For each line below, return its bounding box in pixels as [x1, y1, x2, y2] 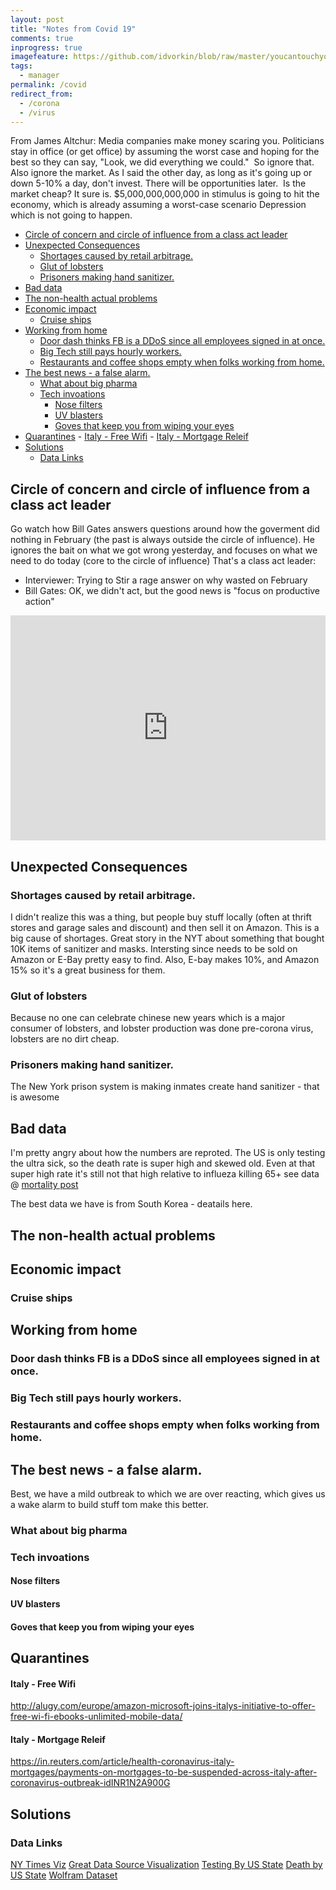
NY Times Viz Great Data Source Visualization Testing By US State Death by [10, 1859, 323, 1871]
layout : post [10, 14, 65, 25]
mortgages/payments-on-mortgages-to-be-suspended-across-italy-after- [10, 1766, 318, 1778]
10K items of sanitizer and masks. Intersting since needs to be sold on [10, 942, 298, 955]
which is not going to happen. [10, 209, 133, 221]
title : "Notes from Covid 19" [10, 24, 137, 34]
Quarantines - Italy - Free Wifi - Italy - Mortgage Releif [24, 431, 249, 443]
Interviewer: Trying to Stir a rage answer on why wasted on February [24, 574, 308, 586]
